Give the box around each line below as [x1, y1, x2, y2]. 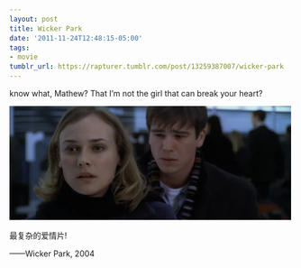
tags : [9, 43, 30, 52]
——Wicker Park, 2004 [9, 248, 96, 259]
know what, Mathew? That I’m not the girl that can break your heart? [9, 88, 263, 98]
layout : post [9, 14, 59, 23]
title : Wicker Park [9, 23, 83, 33]
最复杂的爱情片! [9, 230, 68, 241]
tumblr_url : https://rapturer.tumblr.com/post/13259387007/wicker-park [9, 62, 284, 71]
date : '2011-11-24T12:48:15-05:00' [9, 33, 143, 42]
